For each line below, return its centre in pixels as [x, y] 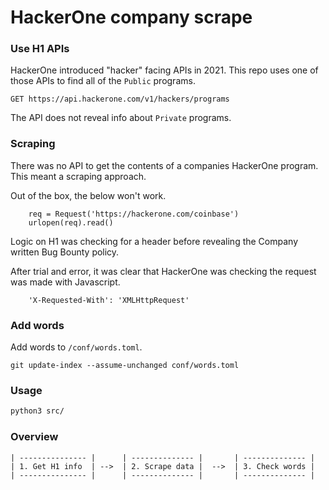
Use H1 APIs [40, 49]
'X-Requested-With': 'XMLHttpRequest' [109, 300]
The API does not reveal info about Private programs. [121, 118]
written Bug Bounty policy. [65, 252]
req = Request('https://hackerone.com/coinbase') [134, 214]
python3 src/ [37, 411]
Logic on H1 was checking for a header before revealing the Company [154, 241]
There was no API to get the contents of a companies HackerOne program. [164, 165]
